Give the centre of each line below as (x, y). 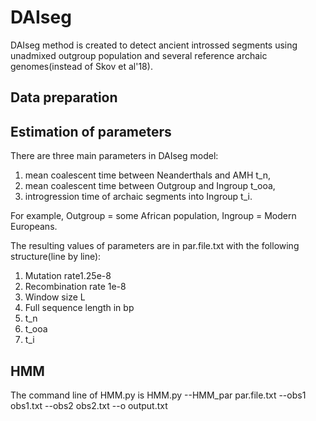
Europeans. (34, 227)
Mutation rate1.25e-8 (68, 276)
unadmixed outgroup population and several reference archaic (139, 55)
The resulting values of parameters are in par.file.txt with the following (155, 246)
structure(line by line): (56, 257)
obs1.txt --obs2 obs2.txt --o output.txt (89, 405)
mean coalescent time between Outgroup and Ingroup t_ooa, (150, 186)
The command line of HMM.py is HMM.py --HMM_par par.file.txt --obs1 (158, 395)
